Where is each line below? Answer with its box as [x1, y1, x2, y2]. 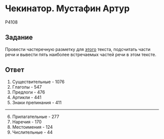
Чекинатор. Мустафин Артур [5, 3, 130, 14]
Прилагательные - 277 [12, 114, 60, 119]
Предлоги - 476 [12, 89, 45, 95]
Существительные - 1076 [12, 79, 65, 85]
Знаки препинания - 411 [12, 99, 62, 105]
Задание [5, 33, 33, 42]
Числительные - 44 [12, 129, 53, 135]
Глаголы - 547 [12, 84, 42, 90]
